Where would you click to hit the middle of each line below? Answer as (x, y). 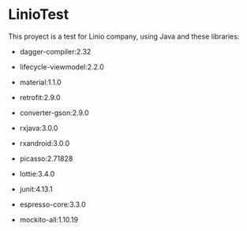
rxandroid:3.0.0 (45, 143)
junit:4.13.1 (36, 189)
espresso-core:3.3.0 (53, 204)
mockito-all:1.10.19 (49, 219)
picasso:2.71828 (46, 158)
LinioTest (39, 15)
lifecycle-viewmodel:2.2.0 (62, 67)
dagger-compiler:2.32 (55, 51)
